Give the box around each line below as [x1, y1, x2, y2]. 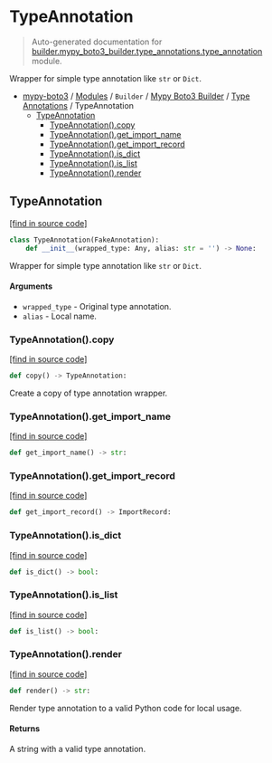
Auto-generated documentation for [31, 36, 163, 47]
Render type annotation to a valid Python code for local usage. [9, 702, 242, 713]
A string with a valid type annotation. [9, 743, 146, 754]
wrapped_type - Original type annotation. [22, 300, 172, 311]
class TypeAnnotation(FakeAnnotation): [9, 235, 160, 244]
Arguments [9, 281, 53, 291]
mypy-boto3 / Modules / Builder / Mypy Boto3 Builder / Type [22, 91, 250, 101]
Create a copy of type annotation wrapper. [9, 387, 168, 398]
